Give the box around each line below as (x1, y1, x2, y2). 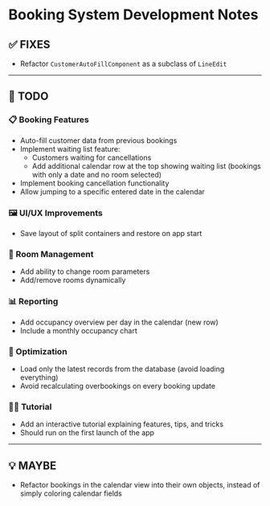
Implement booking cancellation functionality (19, 178, 170, 188)
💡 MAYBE (8, 459, 57, 472)
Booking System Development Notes (8, 6, 259, 24)
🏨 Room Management (8, 248, 94, 259)
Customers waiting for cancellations (31, 153, 152, 162)
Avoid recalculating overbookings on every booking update (19, 381, 215, 390)
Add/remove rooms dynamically (19, 275, 126, 285)
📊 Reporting (8, 296, 59, 307)
